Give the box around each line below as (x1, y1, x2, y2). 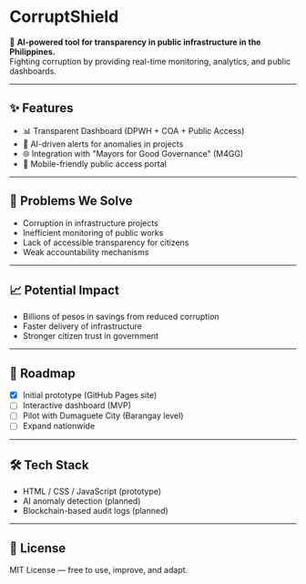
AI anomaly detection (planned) (22, 496, 141, 507)
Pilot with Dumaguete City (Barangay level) (22, 410, 184, 421)
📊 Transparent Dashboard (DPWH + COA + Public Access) (22, 125, 245, 136)
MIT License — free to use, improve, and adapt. (9, 565, 189, 576)
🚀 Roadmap (9, 365, 76, 381)
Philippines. (9, 46, 56, 56)
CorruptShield (9, 6, 119, 27)
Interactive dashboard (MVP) (22, 400, 132, 411)
